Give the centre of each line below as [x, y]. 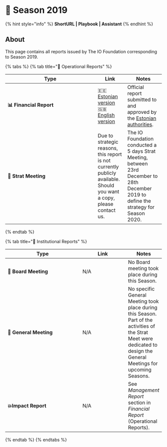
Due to [105, 135]
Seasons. [139, 376]
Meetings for [143, 363]
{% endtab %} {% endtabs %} [36, 440]
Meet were [140, 339]
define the [139, 201]
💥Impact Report [27, 406]
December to [143, 176]
